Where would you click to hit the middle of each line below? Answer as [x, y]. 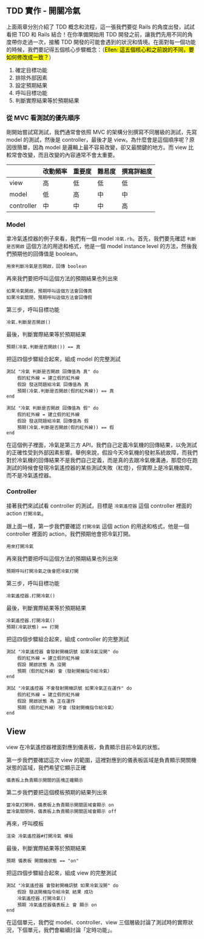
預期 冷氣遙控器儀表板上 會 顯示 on [57, 905]
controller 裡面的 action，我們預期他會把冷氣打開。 [70, 533]
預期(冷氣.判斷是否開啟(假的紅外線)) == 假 [66, 428]
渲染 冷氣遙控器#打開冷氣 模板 [40, 836]
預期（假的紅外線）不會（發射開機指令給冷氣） [67, 707]
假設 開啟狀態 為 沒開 [42, 665]
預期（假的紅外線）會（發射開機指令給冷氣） [65, 671]
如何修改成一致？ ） [30, 57]
